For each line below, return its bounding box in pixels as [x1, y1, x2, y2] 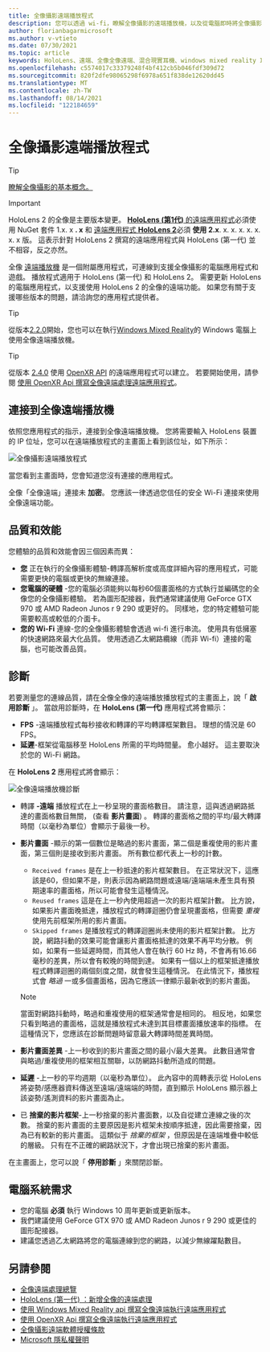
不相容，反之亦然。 [8, 245, 72, 255]
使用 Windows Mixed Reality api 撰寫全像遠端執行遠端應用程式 [19, 1305, 227, 1314]
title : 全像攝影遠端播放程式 [8, 11, 94, 20]
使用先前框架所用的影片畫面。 [31, 916, 131, 925]
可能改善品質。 [41, 644, 91, 653]
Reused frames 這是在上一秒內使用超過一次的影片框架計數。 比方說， [31, 895, 260, 905]
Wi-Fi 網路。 [43, 749, 84, 760]
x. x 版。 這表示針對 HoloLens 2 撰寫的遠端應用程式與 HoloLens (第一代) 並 [8, 235, 256, 245]
